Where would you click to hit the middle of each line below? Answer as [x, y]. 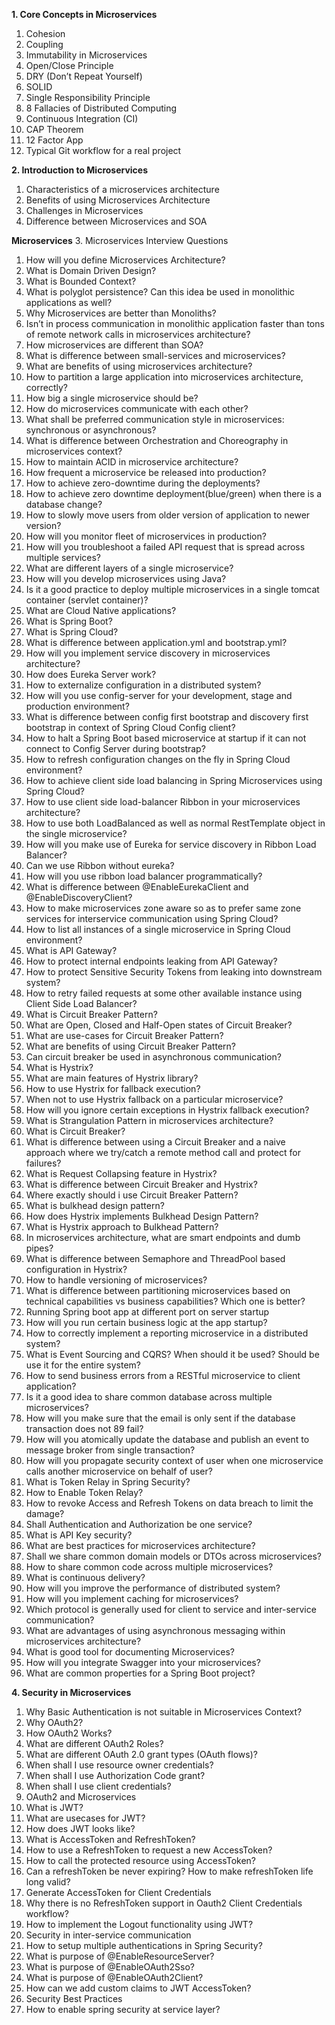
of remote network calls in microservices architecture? [138, 334]
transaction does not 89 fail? [84, 1428]
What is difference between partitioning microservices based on [158, 1290]
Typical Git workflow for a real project [103, 150]
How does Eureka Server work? [91, 674]
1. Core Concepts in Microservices [84, 14]
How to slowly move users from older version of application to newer [168, 515]
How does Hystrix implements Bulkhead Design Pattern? [142, 1216]
